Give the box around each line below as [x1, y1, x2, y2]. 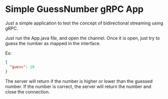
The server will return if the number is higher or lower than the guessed [5, 78, 153, 84]
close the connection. [5, 88, 50, 94]
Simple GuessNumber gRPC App [5, 3, 144, 15]
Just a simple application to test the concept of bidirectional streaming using [5, 20, 163, 26]
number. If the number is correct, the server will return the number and [5, 83, 151, 89]
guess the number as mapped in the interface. [5, 40, 101, 46]
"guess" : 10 [10, 64, 35, 69]
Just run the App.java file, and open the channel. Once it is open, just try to [5, 35, 160, 41]
